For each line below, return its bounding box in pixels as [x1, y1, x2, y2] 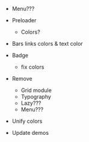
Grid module [20, 87, 52, 94]
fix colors [20, 63, 44, 70]
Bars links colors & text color [11, 40, 83, 47]
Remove [11, 75, 32, 82]
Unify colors [11, 117, 43, 125]
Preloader [11, 17, 37, 23]
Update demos [11, 129, 49, 136]
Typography [20, 93, 51, 100]
